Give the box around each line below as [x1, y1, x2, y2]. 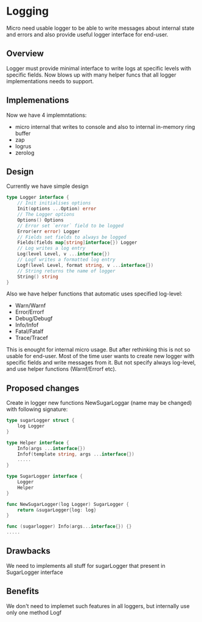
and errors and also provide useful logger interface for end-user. [6, 30, 169, 38]
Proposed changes [6, 383, 80, 393]
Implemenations [6, 95, 69, 106]
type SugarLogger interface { [6, 473, 83, 480]
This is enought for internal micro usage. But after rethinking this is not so [6, 346, 190, 353]
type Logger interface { [6, 195, 69, 201]
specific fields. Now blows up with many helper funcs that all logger [6, 71, 176, 78]
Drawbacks [6, 546, 50, 556]
